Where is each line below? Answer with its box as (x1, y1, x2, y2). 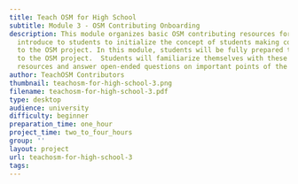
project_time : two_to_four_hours (9, 128, 133, 137)
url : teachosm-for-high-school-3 (9, 152, 133, 162)
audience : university (9, 103, 90, 112)
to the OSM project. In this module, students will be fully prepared (17, 46, 284, 55)
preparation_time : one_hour (9, 120, 114, 129)
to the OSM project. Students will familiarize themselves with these (17, 54, 288, 63)
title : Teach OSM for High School (9, 12, 137, 22)
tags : (9, 161, 29, 170)
